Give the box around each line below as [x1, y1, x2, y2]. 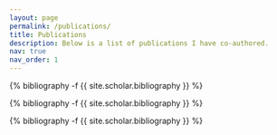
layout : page [9, 13, 59, 23]
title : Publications [9, 30, 88, 39]
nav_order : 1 [9, 55, 59, 64]
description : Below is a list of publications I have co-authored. [9, 38, 270, 48]
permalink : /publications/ [9, 22, 111, 31]
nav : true [9, 47, 47, 56]
